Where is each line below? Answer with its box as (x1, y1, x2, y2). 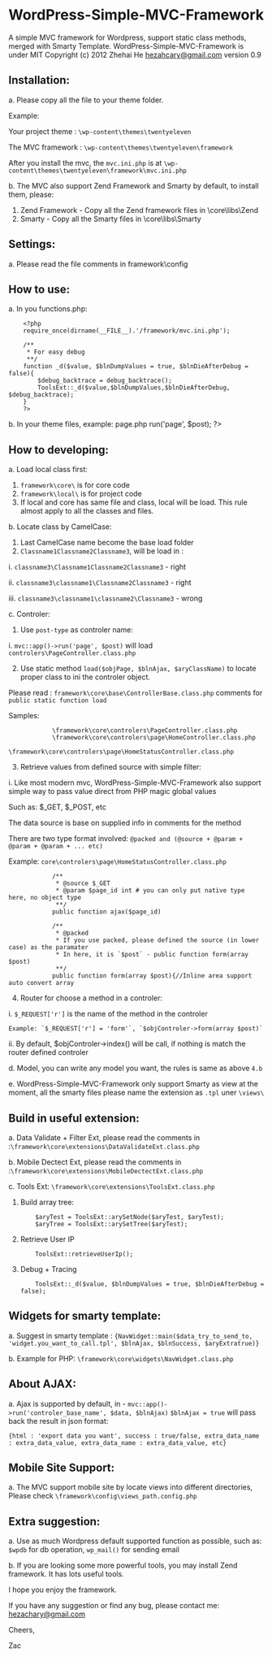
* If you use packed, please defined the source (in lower (55, 936, 260, 944)
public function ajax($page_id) (51, 908, 162, 916)
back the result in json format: (8, 1416, 109, 1425)
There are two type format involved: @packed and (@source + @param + (8, 834, 244, 844)
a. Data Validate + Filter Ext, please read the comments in (8, 1133, 201, 1143)
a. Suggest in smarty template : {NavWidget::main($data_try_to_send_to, (8, 1330, 253, 1340)
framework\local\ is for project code (19, 489, 142, 499)
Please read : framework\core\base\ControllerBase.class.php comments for (8, 688, 263, 698)
